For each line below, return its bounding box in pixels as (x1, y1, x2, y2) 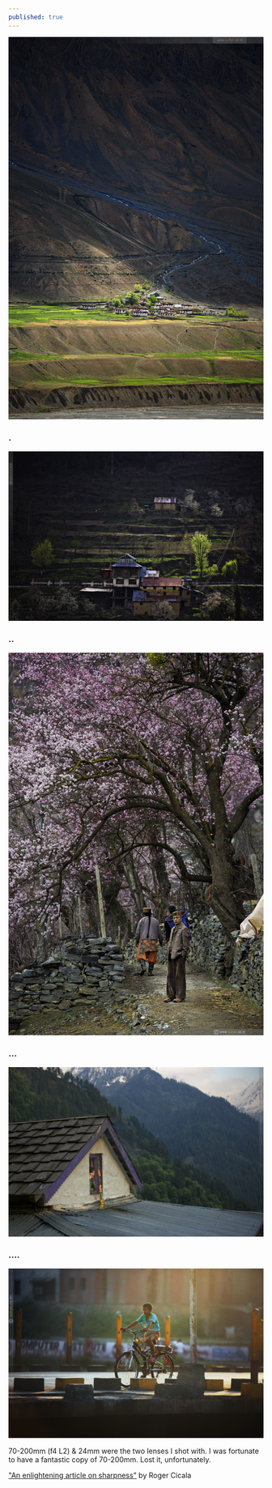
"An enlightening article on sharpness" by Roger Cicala (8, 1470, 192, 1481)
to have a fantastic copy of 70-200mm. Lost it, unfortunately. (8, 1455, 212, 1465)
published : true (8, 13, 63, 21)
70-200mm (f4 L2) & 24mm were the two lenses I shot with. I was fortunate (8, 1446, 259, 1456)
